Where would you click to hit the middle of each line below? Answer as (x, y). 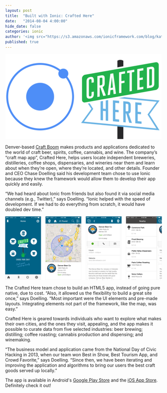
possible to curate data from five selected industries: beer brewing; (74, 329)
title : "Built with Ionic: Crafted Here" (50, 16)
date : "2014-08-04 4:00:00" (37, 21)
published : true (22, 42)
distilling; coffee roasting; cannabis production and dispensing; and (74, 334)
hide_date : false (23, 26)
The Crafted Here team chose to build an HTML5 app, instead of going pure (83, 288)
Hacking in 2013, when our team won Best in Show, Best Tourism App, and (82, 354)
